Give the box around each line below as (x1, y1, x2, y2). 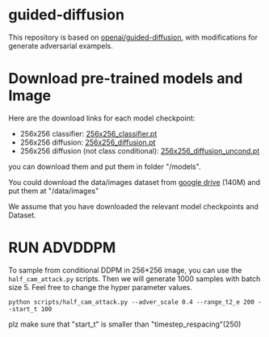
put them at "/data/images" (8, 186, 99, 196)
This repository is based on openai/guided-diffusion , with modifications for (8, 32, 258, 42)
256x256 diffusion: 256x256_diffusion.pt (19, 137, 156, 147)
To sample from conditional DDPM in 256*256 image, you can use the (8, 265, 242, 275)
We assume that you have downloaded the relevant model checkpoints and (8, 201, 258, 211)
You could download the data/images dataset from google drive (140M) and (8, 177, 261, 187)
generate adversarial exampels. (8, 40, 113, 50)
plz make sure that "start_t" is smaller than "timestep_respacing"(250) (8, 319, 242, 329)
